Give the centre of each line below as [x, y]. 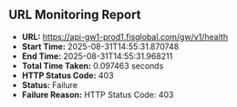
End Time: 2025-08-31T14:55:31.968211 [97, 56]
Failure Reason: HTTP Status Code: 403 [98, 94]
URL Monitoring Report [75, 15]
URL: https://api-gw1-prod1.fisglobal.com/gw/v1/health [125, 36]
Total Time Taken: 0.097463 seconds [93, 65]
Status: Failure [50, 84]
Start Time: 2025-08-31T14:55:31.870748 [100, 46]
